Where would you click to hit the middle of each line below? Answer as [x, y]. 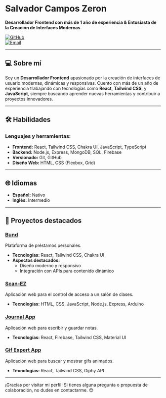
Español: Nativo [29, 195]
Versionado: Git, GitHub [37, 158]
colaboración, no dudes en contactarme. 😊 [49, 390]
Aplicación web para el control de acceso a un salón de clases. [69, 294]
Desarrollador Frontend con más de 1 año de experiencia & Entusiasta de [81, 22]
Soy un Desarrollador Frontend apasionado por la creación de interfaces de [83, 78]
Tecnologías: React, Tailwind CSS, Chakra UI [58, 255]
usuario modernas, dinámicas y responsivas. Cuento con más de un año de [82, 83]
